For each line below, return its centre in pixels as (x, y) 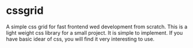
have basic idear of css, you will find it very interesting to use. (80, 39)
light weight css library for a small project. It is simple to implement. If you (94, 32)
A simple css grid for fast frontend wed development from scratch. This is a (97, 27)
